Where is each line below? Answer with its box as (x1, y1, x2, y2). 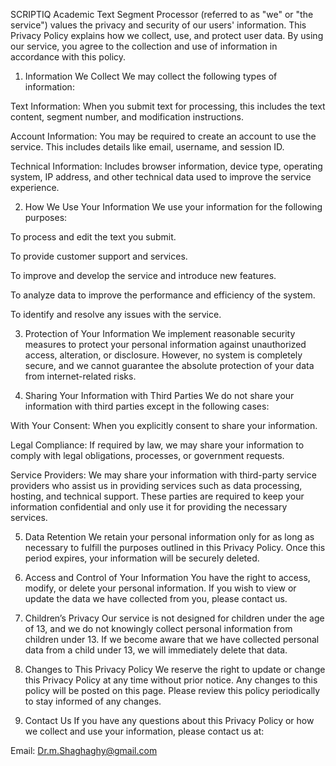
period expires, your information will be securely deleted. (24, 552, 260, 564)
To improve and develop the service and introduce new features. (10, 270, 277, 281)
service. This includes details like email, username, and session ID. (10, 141, 285, 153)
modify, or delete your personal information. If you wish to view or (24, 582, 297, 594)
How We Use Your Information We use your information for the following (24, 201, 323, 213)
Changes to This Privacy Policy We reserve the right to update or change (24, 664, 326, 675)
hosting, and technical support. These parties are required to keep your (10, 490, 305, 502)
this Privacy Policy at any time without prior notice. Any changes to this (24, 674, 318, 686)
